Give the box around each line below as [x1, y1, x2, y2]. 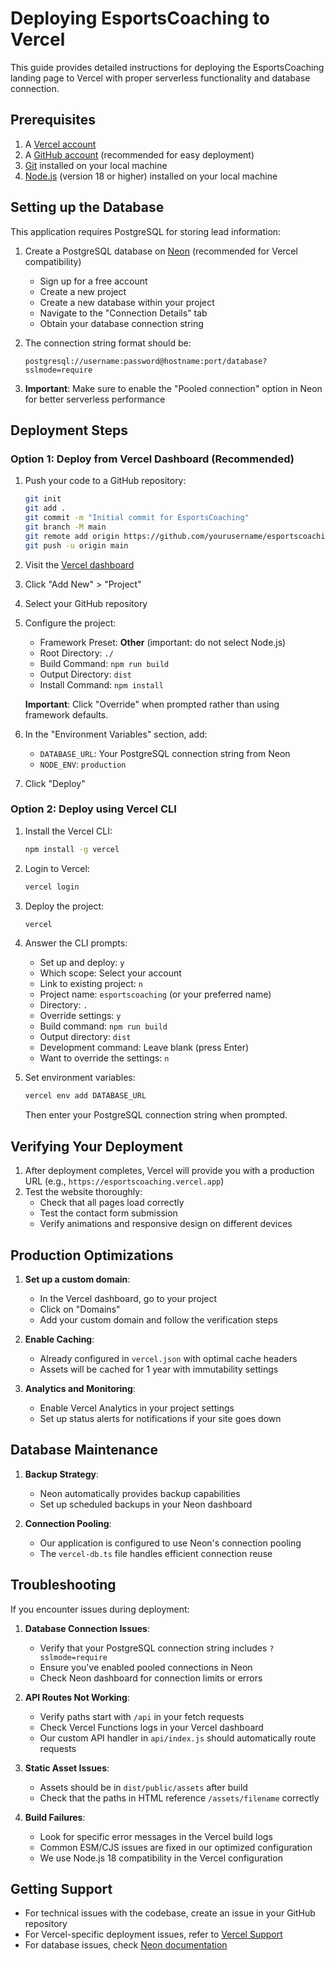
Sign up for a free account [39, 275, 148, 287]
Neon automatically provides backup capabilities [39, 1487, 241, 1499]
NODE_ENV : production [39, 758, 127, 770]
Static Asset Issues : [24, 1762, 110, 1774]
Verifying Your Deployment [10, 1138, 183, 1155]
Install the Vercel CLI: [24, 825, 113, 837]
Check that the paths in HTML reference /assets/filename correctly [39, 1792, 320, 1804]
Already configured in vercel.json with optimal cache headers [39, 1352, 298, 1364]
